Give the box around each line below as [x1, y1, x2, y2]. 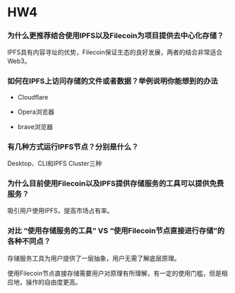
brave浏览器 [17, 122, 54, 131]
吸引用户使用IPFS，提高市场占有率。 [7, 206, 114, 215]
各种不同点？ [7, 237, 52, 246]
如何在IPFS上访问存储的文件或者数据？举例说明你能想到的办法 [7, 76, 219, 86]
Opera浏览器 [17, 107, 55, 116]
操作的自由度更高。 [25, 277, 82, 286]
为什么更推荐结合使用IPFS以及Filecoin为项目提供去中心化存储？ [7, 31, 224, 41]
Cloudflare [17, 92, 49, 101]
